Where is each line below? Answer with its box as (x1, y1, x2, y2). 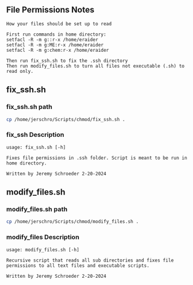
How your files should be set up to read (6, 20, 112, 27)
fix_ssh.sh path (6, 102, 52, 111)
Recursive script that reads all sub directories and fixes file (6, 257, 174, 263)
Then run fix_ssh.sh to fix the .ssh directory (6, 57, 128, 64)
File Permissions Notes (6, 5, 95, 15)
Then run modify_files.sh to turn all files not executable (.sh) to (6, 63, 185, 69)
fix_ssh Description (6, 131, 65, 139)
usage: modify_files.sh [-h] (6, 246, 80, 252)
